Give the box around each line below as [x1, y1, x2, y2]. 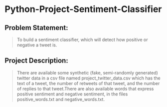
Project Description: [4, 56, 68, 65]
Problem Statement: [4, 23, 68, 32]
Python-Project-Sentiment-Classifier [4, 3, 162, 15]
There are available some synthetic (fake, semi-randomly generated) [16, 69, 158, 75]
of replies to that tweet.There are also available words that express [16, 85, 154, 91]
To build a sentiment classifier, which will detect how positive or [16, 36, 148, 42]
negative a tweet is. [16, 42, 57, 48]
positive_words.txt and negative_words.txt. [16, 96, 105, 102]
